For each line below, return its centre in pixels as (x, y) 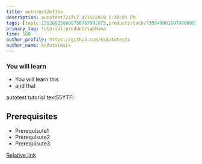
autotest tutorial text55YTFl (40, 97)
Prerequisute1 (32, 130)
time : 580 (19, 34)
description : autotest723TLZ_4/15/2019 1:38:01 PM (71, 17)
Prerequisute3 (32, 143)
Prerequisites (32, 116)
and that (25, 86)
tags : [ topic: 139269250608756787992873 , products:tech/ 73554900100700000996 (103, 23)
